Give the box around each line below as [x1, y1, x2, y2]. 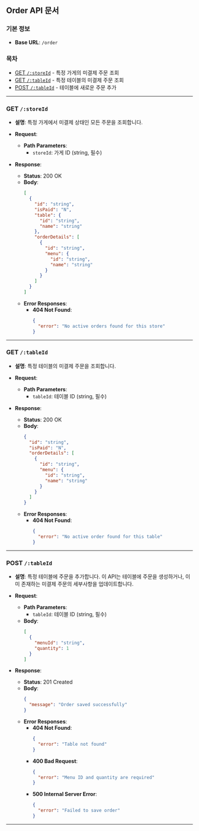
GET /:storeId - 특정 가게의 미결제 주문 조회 [14, 69, 120, 76]
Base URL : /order [14, 38, 58, 46]
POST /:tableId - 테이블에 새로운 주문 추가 [14, 83, 117, 91]
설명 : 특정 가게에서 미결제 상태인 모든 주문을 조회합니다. [14, 119, 143, 126]
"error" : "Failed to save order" [37, 807, 120, 814]
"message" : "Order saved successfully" [28, 702, 127, 708]
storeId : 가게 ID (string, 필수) [32, 149, 102, 156]
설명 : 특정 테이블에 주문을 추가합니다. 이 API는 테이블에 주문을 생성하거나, [14, 573, 185, 580]
